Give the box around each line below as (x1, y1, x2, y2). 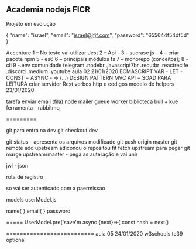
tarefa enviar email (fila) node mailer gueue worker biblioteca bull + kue (6, 98, 178, 105)
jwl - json (6, 162, 28, 169)
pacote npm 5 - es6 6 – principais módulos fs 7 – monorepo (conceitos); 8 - (6, 55, 188, 62)
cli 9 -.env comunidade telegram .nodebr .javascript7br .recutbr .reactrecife (6, 62, 188, 69)
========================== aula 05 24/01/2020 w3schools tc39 (6, 230, 183, 237)
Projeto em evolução (6, 20, 56, 27)
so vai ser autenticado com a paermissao (6, 185, 105, 192)
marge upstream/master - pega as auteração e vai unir (6, 151, 138, 158)
